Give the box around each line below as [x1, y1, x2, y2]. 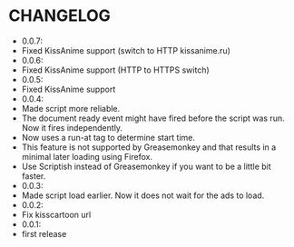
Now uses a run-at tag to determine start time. [21, 132, 196, 143]
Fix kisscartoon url [21, 209, 92, 220]
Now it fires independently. [21, 122, 123, 133]
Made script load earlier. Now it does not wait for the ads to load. [21, 190, 265, 201]
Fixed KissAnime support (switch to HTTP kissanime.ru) [21, 44, 230, 55]
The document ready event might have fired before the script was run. [21, 113, 285, 123]
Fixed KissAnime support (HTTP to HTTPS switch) [21, 64, 210, 75]
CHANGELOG [8, 5, 111, 26]
